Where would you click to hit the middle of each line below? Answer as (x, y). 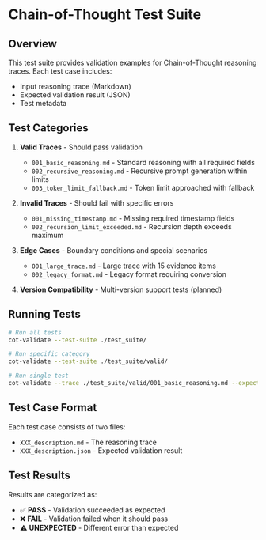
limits (40, 179)
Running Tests (44, 314)
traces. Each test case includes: (60, 71)
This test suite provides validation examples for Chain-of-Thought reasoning (133, 62)
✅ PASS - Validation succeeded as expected (92, 510)
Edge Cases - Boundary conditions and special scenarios (114, 250)
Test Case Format (53, 408)
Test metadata (43, 103)
